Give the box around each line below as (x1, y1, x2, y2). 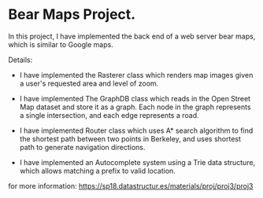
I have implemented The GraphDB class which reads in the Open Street (19, 93, 250, 103)
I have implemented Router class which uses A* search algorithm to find (19, 126, 254, 135)
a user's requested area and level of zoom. (19, 79, 159, 88)
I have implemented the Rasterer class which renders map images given (19, 70, 254, 79)
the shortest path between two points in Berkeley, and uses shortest (19, 134, 242, 143)
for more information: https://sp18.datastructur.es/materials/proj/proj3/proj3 (8, 181, 254, 190)
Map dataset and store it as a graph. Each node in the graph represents (19, 102, 251, 112)
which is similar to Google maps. (8, 39, 114, 49)
